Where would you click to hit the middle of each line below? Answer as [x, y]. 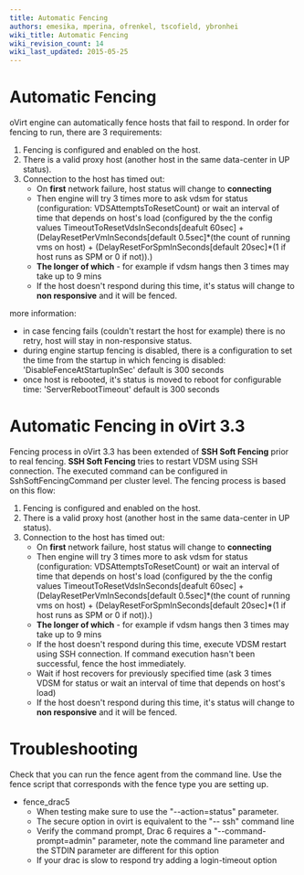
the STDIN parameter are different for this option [127, 850]
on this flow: [33, 491]
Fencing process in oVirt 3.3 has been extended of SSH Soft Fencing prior [149, 452]
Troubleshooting [74, 749]
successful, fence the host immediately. [111, 663]
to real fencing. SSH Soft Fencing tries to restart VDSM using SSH [134, 461]
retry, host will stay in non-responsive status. [107, 341]
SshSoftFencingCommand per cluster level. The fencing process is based [147, 480]
